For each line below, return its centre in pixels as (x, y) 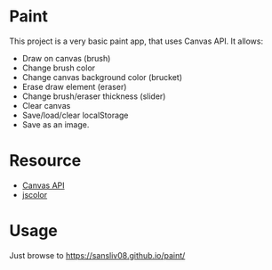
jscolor (35, 194)
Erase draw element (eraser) (74, 86)
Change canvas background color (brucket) (102, 77)
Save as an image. (56, 124)
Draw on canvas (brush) (66, 58)
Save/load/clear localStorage (75, 115)
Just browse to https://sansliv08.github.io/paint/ (97, 255)
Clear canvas (46, 105)
